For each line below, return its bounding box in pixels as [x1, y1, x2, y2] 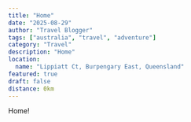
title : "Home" [8, 11, 55, 20]
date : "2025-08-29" [8, 19, 72, 27]
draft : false [8, 77, 51, 85]
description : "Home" [8, 48, 76, 56]
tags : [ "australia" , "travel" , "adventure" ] [8, 33, 156, 42]
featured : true [8, 70, 58, 78]
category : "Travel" [8, 41, 72, 49]
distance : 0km [8, 84, 55, 93]
